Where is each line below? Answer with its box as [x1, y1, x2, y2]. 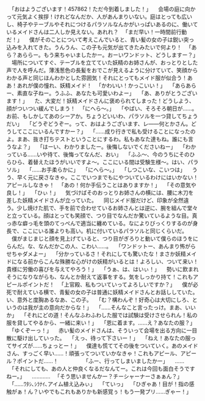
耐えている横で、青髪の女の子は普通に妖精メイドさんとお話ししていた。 [16, 288, 198, 296]
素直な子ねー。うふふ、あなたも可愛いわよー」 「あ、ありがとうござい [16, 89, 198, 97]
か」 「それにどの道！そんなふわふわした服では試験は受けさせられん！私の [6, 312, 198, 318]
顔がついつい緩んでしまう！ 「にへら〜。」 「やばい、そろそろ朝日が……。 [6, 105, 198, 112]
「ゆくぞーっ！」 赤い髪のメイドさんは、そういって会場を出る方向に [11, 327, 187, 334]
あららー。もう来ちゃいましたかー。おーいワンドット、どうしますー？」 [16, 51, 199, 58]
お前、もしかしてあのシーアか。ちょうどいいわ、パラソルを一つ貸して [6, 113, 182, 119]
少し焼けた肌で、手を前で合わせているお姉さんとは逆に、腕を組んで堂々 [16, 204, 198, 211]
